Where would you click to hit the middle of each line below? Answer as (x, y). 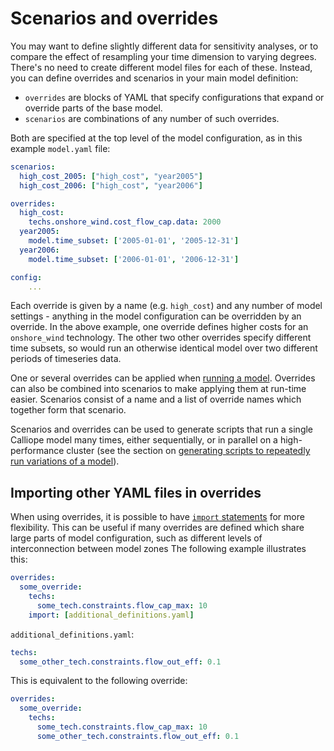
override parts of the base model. (93, 108)
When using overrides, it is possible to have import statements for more (157, 517)
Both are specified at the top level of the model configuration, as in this (156, 138)
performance (37, 451)
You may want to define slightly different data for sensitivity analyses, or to (164, 46)
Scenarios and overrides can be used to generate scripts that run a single (162, 429)
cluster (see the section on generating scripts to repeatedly (188, 451)
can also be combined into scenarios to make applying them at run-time (158, 389)
